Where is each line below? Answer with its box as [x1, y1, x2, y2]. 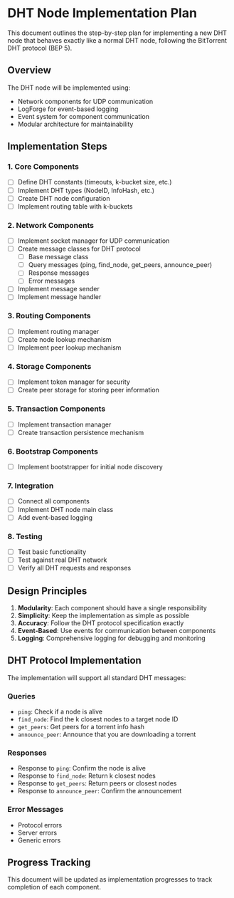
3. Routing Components [7, 311, 91, 321]
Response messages [28, 268, 90, 277]
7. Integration [7, 481, 54, 491]
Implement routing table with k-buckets [17, 202, 133, 211]
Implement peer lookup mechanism [17, 343, 122, 352]
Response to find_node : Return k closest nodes [17, 771, 156, 780]
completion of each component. [7, 883, 102, 892]
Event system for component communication [17, 112, 149, 120]
